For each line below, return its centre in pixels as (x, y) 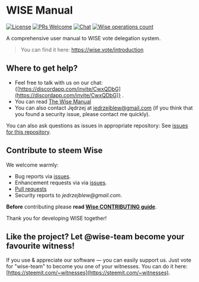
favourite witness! (41, 246)
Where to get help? (42, 68)
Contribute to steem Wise (54, 151)
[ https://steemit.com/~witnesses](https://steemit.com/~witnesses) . (88, 273)
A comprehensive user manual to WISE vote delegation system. (84, 38)
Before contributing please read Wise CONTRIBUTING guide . (81, 206)
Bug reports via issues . (43, 176)
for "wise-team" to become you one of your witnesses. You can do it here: (97, 267)
